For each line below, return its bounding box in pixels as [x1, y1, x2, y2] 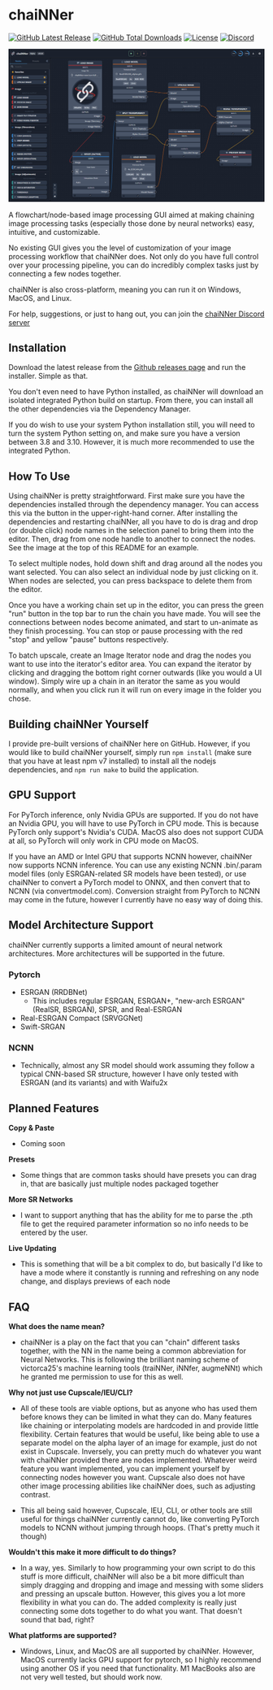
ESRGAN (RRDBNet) [19, 988, 88, 997]
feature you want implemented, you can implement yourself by [19, 1463, 230, 1473]
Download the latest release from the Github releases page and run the [8, 363, 246, 372]
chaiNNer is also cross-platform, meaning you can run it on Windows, [8, 285, 241, 294]
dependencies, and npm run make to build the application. [8, 765, 199, 775]
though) [19, 1531, 47, 1541]
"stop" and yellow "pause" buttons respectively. [8, 635, 169, 645]
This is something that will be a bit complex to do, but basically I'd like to [19, 1259, 263, 1269]
